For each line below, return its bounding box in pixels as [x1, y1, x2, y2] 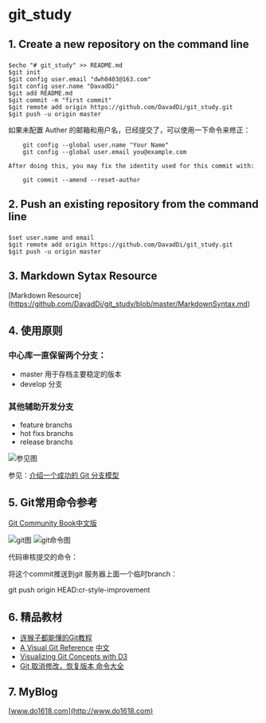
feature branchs [19, 420, 73, 430]
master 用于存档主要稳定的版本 [19, 369, 122, 379]
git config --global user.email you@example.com [22, 147, 187, 156]
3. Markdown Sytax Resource [8, 269, 158, 283]
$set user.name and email [8, 234, 94, 242]
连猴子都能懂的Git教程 [19, 633, 93, 642]
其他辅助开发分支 [8, 401, 74, 412]
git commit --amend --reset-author [22, 175, 141, 184]
